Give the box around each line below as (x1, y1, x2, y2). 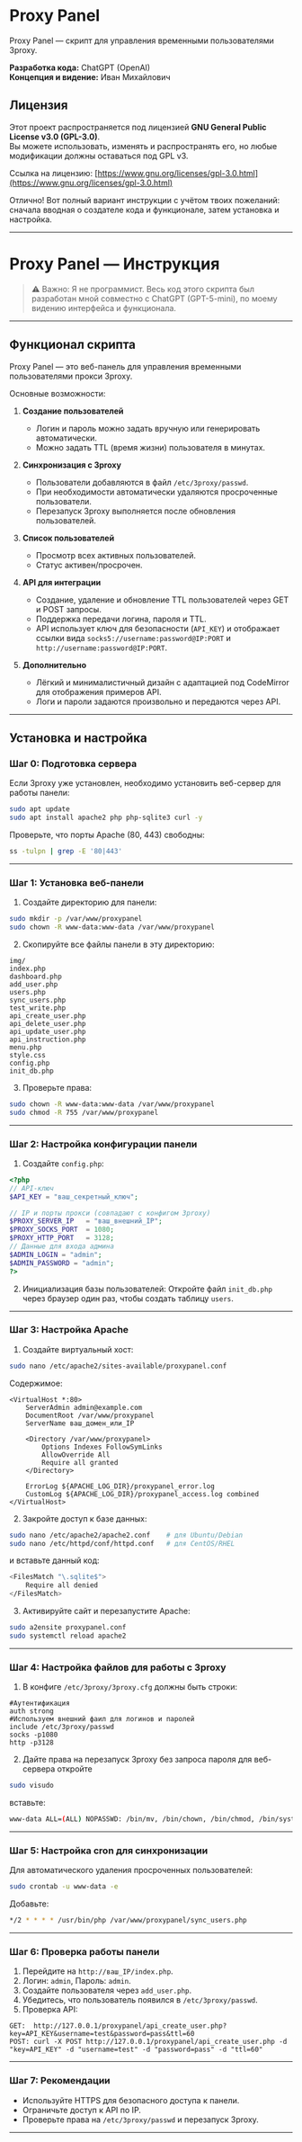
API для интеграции (22, 576, 102, 587)
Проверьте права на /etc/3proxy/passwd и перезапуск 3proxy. (22, 2114, 259, 2125)
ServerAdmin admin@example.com (25, 1403, 143, 1412)
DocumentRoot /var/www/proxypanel (25, 1411, 155, 1420)
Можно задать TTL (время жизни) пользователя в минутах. (35, 442, 266, 452)
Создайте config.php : (22, 1157, 105, 1169)
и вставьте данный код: (9, 1555, 101, 1566)
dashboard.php (9, 972, 63, 981)
